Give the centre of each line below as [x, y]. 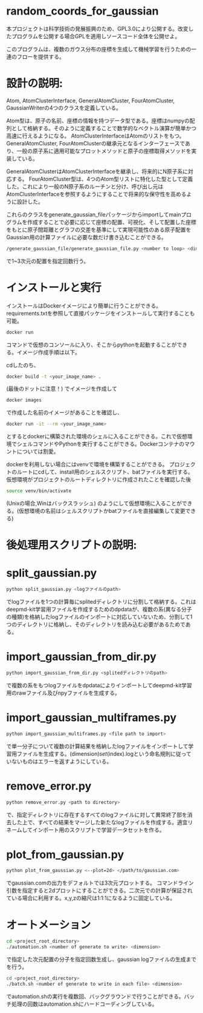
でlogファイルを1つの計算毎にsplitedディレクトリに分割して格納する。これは [101, 602]
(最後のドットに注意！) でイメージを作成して [62, 389]
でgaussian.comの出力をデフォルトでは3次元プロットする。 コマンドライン [100, 883]
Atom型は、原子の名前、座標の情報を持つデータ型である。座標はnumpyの [98, 120]
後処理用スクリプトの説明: [72, 545]
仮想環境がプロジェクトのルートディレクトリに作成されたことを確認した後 [99, 480]
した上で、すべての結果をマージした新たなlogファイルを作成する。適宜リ [102, 822]
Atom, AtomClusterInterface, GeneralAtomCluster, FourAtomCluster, [91, 101]
